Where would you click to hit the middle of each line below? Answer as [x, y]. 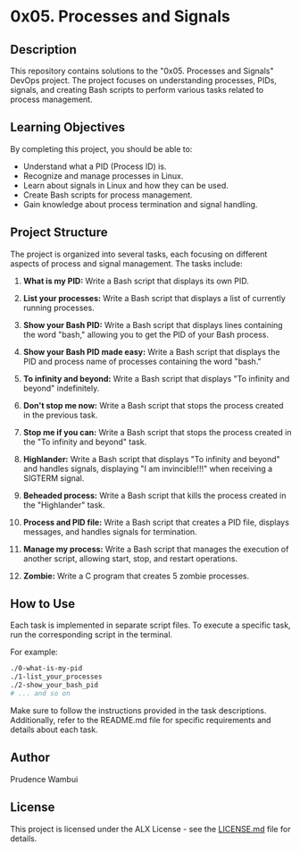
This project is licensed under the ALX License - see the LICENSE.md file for [150, 829]
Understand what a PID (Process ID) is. [95, 166]
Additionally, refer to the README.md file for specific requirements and [141, 720]
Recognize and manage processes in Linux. [103, 175]
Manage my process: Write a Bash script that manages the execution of [156, 549]
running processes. [58, 308]
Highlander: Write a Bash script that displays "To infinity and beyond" [151, 459]
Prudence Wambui [44, 779]
